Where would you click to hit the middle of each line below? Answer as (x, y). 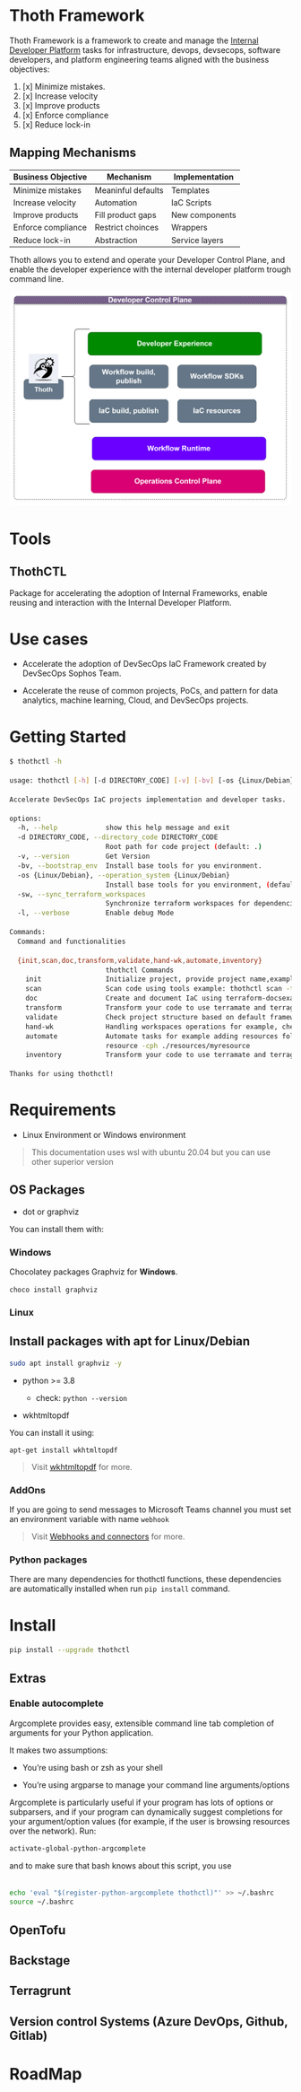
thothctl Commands (140, 970)
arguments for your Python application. (82, 1732)
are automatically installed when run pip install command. (120, 1589)
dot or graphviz (51, 1212)
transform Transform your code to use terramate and (146, 1008)
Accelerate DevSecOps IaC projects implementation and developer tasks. (148, 800)
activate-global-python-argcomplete (77, 1848)
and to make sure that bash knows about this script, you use (120, 1865)
